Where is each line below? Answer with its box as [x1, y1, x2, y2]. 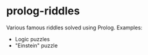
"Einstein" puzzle [14, 42, 58, 49]
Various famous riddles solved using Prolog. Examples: [6, 24, 143, 31]
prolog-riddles [6, 4, 80, 18]
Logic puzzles [14, 35, 50, 42]
